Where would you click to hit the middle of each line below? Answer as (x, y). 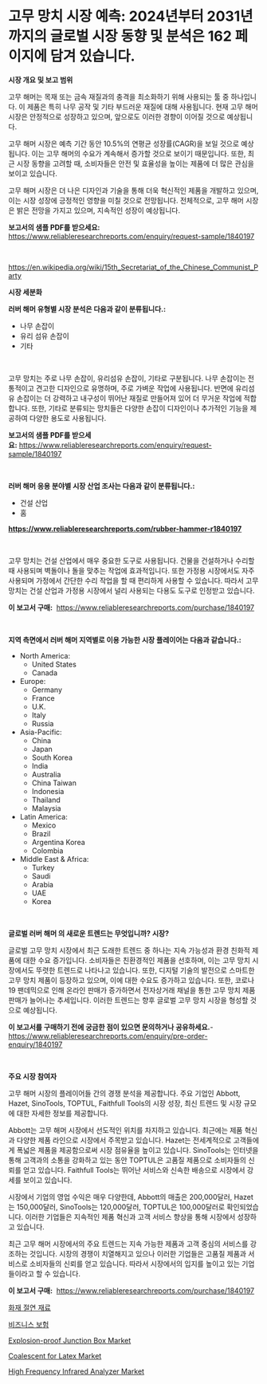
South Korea (52, 757)
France (43, 698)
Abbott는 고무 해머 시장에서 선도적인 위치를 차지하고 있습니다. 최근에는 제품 (126, 1130)
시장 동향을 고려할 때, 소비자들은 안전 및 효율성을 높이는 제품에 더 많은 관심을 (135, 163)
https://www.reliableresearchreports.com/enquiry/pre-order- (108, 1036)
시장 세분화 (25, 292)
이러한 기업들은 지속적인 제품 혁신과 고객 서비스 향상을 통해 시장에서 (130, 1217)
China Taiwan (54, 783)
